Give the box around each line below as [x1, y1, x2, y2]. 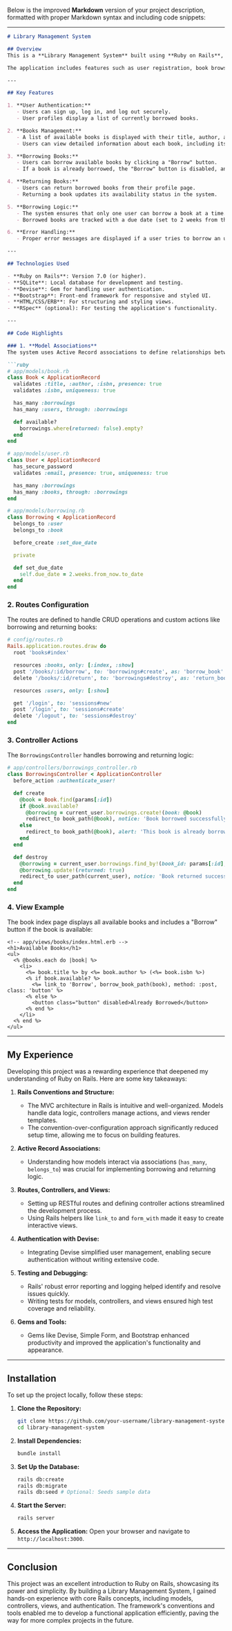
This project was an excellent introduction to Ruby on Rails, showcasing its [7, 1579, 220, 1587]
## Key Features [7, 89, 54, 96]
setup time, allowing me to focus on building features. [27, 1131, 181, 1139]
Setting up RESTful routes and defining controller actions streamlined [27, 1199, 224, 1207]
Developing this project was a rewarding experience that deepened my [7, 1067, 209, 1076]
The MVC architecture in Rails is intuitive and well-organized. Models [27, 1101, 224, 1110]
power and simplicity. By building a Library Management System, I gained [7, 1587, 216, 1595]
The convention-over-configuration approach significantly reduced [27, 1124, 219, 1132]
